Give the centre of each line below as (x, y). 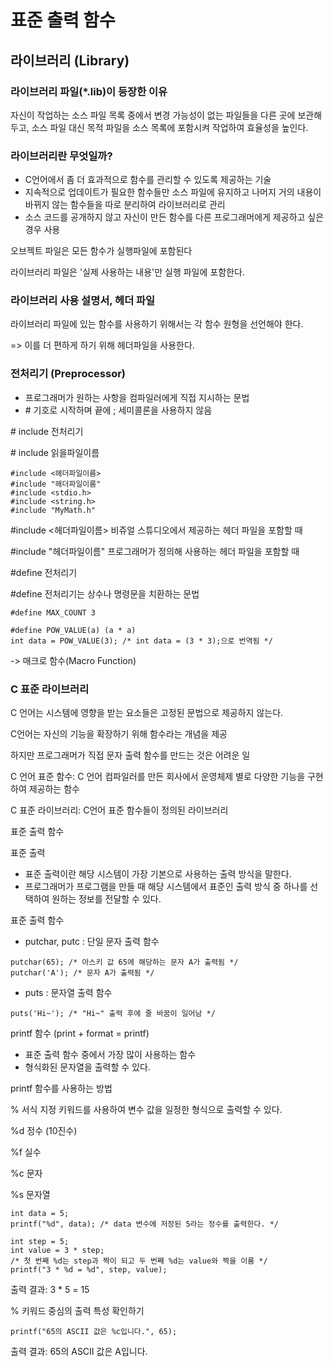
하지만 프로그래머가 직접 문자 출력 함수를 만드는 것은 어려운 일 (130, 755)
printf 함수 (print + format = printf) (80, 1033)
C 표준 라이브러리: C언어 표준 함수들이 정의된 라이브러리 (119, 810)
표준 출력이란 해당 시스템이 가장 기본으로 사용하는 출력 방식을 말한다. (158, 874)
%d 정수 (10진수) (44, 1131)
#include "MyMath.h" (53, 510)
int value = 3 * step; (57, 1251)
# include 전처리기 (47, 431)
